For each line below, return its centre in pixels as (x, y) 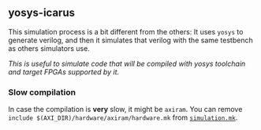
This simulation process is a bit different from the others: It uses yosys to (126, 31)
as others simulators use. (49, 48)
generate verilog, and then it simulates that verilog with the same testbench (131, 40)
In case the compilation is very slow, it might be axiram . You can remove (125, 110)
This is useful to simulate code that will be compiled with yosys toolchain (127, 63)
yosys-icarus (41, 13)
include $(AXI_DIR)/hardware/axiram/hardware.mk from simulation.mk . (123, 117)
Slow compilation (42, 92)
